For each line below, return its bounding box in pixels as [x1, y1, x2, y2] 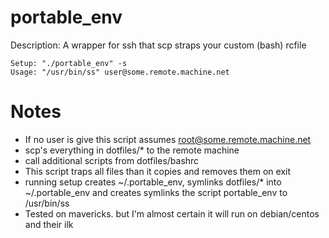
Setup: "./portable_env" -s [10, 58, 128, 68]
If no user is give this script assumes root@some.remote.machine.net [24, 133, 312, 145]
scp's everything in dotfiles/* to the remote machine [24, 144, 240, 156]
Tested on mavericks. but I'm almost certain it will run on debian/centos [24, 207, 320, 220]
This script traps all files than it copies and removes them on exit [24, 165, 292, 177]
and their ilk [24, 218, 74, 230]
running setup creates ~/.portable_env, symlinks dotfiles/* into [24, 176, 282, 188]
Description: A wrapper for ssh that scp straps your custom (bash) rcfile [10, 39, 307, 51]
